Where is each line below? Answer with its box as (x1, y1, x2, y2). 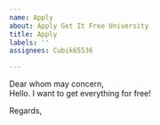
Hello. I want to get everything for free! (9, 88, 151, 99)
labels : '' (9, 37, 50, 47)
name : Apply (9, 12, 53, 22)
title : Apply (9, 29, 58, 38)
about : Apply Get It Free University (9, 21, 149, 30)
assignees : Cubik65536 (9, 46, 93, 55)
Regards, (9, 105, 43, 116)
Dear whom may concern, (9, 79, 105, 89)
